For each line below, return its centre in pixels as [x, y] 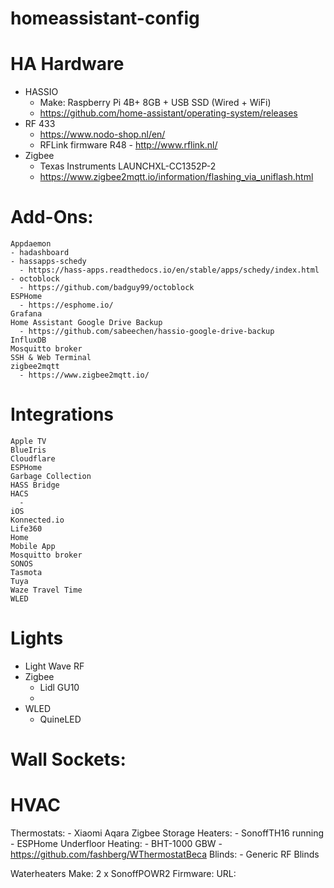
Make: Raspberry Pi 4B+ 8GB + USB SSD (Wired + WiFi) [155, 103]
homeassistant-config [105, 18]
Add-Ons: [52, 217]
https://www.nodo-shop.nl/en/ [102, 134]
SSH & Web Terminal [51, 358]
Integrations [62, 414]
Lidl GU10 [59, 687]
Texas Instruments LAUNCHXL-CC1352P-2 [128, 166]
